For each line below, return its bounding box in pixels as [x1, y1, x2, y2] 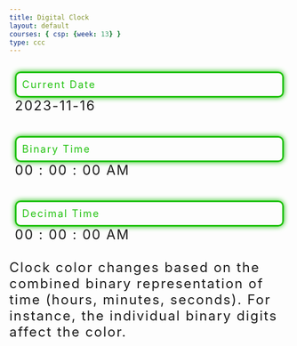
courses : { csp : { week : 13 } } [9, 29, 122, 38]
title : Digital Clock [9, 12, 90, 22]
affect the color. [9, 324, 127, 341]
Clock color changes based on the [9, 259, 261, 277]
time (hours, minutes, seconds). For [9, 291, 271, 309]
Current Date [21, 78, 96, 92]
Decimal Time [21, 207, 100, 221]
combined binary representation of [9, 275, 264, 293]
